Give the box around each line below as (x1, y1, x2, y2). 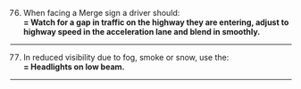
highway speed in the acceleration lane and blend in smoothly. (22, 27, 261, 36)
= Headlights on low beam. (22, 61, 125, 72)
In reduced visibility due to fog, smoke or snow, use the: (22, 53, 230, 62)
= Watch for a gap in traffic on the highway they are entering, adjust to (22, 17, 289, 28)
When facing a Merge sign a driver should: (22, 8, 180, 18)
